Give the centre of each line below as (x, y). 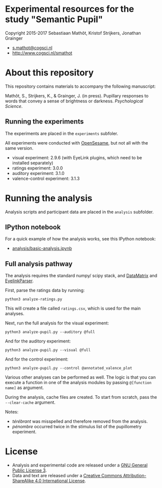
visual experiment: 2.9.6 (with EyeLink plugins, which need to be (77, 157)
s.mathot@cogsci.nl (32, 48)
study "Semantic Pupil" (54, 19)
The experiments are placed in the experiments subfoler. (62, 133)
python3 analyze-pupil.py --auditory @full (50, 332)
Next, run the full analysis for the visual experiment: (57, 323)
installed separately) (33, 163)
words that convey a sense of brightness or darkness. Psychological (74, 101)
